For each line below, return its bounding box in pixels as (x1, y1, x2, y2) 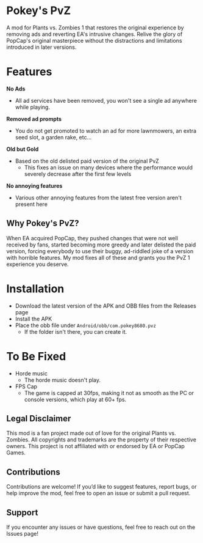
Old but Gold (6, 145, 39, 153)
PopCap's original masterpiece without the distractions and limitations (6, 37, 182, 44)
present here (15, 200, 48, 208)
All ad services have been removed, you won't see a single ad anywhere (15, 97, 197, 104)
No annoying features (6, 182, 63, 190)
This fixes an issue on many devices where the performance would (24, 163, 193, 171)
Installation (6, 282, 65, 295)
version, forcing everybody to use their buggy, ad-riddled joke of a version (6, 247, 194, 254)
